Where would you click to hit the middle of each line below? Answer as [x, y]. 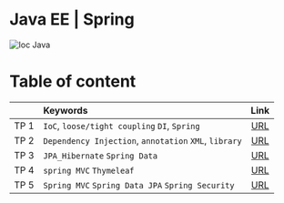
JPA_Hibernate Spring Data [100, 156]
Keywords [66, 110]
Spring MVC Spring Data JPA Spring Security [139, 185]
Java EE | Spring [72, 20]
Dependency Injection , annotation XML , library [143, 140]
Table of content [73, 81]
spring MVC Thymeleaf [89, 170]
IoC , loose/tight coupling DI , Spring [122, 126]
